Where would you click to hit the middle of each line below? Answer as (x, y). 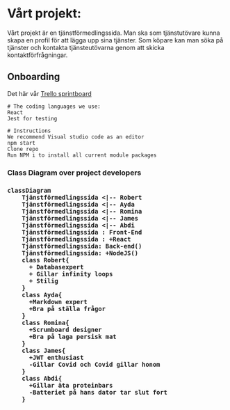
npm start (22, 143)
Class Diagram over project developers (74, 173)
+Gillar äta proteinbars (71, 385)
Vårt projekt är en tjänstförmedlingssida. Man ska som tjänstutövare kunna (114, 33)
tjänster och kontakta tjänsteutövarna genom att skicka (86, 47)
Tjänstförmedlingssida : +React (76, 239)
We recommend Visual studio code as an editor (76, 137)
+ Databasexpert (56, 267)
